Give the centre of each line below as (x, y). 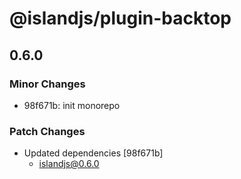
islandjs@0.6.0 (69, 164)
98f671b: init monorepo (72, 105)
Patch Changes (47, 131)
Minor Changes (47, 84)
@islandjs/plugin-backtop (120, 18)
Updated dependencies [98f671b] (93, 153)
